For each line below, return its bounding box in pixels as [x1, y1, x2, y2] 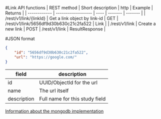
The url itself [39, 87, 69, 94]
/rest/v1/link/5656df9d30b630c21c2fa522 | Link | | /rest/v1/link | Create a [5, 20, 156, 26]
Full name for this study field [39, 95, 106, 102]
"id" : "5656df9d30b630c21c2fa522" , [14, 50, 88, 55]
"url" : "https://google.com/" [14, 54, 77, 59]
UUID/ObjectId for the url [39, 79, 97, 86]
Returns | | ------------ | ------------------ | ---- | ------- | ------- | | [5, 10, 146, 16]
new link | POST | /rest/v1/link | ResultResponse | [5, 26, 106, 32]
